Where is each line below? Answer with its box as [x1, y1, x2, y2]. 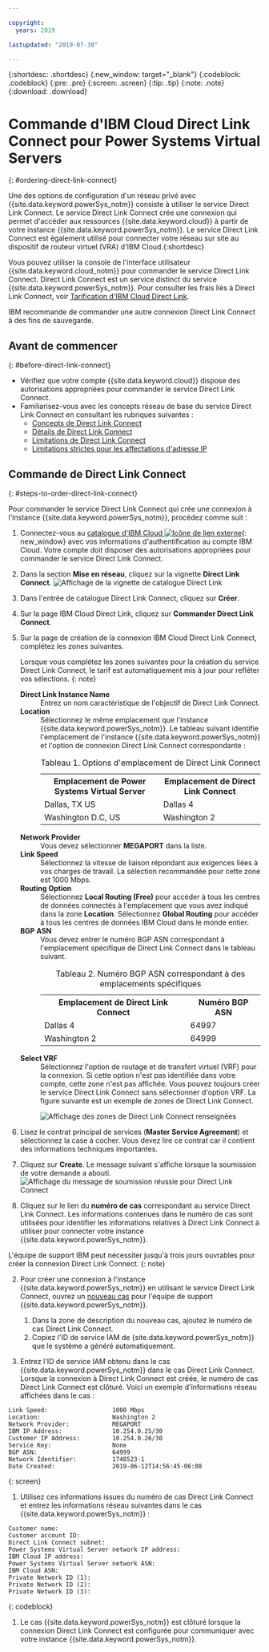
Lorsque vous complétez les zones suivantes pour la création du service [19, 657, 259, 666]
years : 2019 [15, 26, 56, 34]
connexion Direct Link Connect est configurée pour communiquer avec [19, 1626, 255, 1635]
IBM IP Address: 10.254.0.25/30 [8, 1427, 163, 1435]
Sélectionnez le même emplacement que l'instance [39, 715, 209, 724]
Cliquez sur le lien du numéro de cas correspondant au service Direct [19, 1201, 251, 1210]
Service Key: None [8, 1441, 127, 1449]
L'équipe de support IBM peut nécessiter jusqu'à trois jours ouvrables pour [8, 1250, 255, 1260]
